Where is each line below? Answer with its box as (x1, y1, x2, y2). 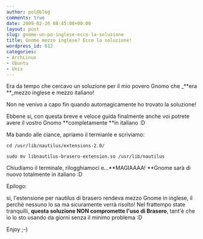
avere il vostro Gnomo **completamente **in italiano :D (6, 119, 145, 127)
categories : (6, 49, 37, 55)
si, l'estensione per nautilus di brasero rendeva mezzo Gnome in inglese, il (6, 194, 193, 202)
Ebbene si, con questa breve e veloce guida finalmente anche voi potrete (6, 112, 190, 120)
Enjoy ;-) (6, 226, 28, 233)
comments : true (6, 15, 45, 21)
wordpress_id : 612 (6, 43, 53, 50)
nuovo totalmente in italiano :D (6, 171, 83, 178)
